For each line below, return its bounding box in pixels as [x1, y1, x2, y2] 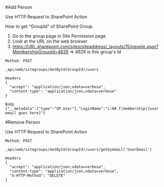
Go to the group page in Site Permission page [12, 33, 106, 39]
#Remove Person [5, 119, 41, 125]
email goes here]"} [5, 111, 46, 116]
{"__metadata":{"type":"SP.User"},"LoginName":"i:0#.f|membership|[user [5, 106, 159, 111]
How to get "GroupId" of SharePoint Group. [5, 23, 94, 29]
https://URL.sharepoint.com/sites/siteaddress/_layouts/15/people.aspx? [12, 44, 159, 49]
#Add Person [5, 4, 32, 10]
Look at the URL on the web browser [12, 38, 88, 44]
